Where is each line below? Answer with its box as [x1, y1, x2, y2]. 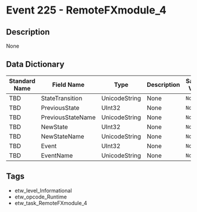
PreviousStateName [40, 113, 96, 121]
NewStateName [40, 132, 84, 140]
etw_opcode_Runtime [14, 193, 67, 200]
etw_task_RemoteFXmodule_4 [14, 199, 87, 206]
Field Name [52, 80, 85, 89]
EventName [40, 151, 73, 159]
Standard [9, 77, 36, 85]
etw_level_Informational [14, 187, 72, 194]
